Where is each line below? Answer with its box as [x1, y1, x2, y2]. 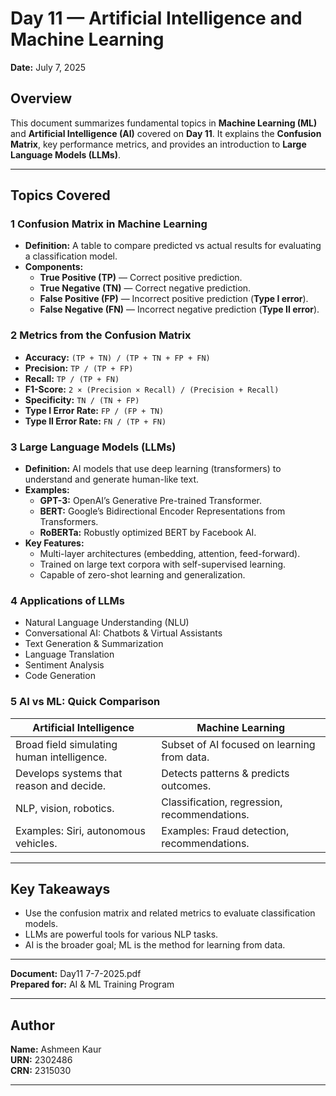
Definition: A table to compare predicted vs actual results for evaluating [24, 240, 322, 252]
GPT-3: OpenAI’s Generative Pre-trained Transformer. [39, 495, 262, 507]
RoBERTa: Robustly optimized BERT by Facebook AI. [39, 527, 257, 539]
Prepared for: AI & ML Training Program [10, 978, 175, 991]
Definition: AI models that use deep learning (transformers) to [24, 463, 282, 475]
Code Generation [24, 670, 96, 682]
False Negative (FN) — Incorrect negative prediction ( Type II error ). [39, 303, 320, 316]
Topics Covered [10, 187, 111, 204]
